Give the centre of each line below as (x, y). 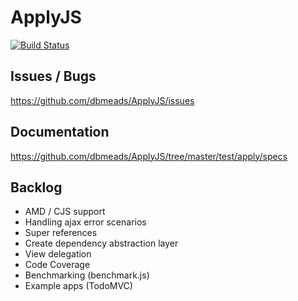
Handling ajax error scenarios (85, 222)
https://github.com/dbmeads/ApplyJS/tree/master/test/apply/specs (149, 156)
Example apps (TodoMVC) (78, 286)
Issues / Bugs (53, 76)
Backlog (36, 187)
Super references (61, 233)
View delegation (58, 254)
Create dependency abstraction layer (101, 243)
